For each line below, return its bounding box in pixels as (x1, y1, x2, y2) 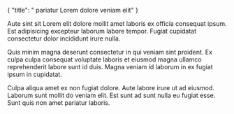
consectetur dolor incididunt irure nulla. (7, 34, 121, 43)
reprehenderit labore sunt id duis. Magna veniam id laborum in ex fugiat (7, 63, 213, 71)
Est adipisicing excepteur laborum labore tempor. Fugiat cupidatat (7, 27, 197, 35)
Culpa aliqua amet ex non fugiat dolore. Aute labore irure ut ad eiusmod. (7, 84, 215, 92)
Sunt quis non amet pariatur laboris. (7, 99, 110, 107)
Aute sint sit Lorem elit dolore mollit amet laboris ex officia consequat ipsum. (7, 20, 227, 27)
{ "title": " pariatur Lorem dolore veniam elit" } (7, 6, 138, 14)
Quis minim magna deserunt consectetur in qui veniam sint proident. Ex (7, 48, 213, 56)
